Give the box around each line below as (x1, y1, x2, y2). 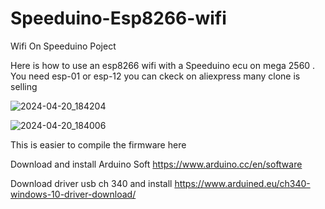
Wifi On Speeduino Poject (10, 40, 117, 52)
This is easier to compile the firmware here (10, 138, 187, 151)
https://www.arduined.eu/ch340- (174, 177, 311, 189)
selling (10, 80, 38, 92)
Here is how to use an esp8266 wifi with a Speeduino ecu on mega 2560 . (10, 59, 316, 71)
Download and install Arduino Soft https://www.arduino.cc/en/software (10, 158, 303, 170)
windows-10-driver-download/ (10, 188, 137, 200)
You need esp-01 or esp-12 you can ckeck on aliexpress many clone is (10, 70, 301, 82)
